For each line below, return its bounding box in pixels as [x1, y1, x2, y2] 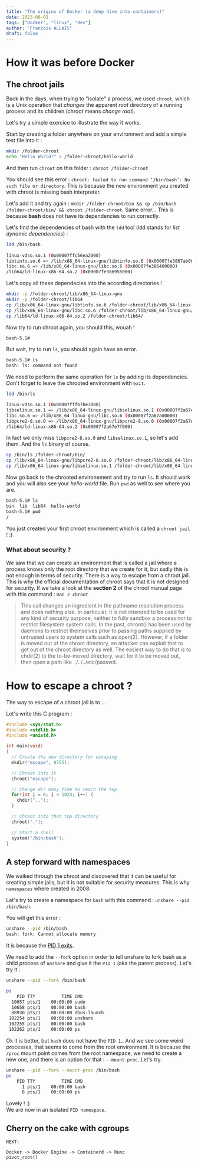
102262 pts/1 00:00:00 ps [8, 1027, 81, 1033]
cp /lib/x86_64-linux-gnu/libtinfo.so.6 [6, 302, 107, 308]
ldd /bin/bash [6, 241, 41, 247]
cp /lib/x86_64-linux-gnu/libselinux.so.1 [6, 463, 112, 469]
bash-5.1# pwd [6, 508, 41, 514]
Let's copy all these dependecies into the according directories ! [6, 280, 162, 287]
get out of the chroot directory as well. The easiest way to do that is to [20, 646, 192, 653]
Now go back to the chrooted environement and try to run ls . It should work [6, 473, 190, 481]
